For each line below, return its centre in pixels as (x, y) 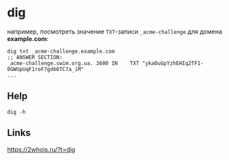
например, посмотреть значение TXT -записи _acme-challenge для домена (115, 31)
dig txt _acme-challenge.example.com (61, 51)
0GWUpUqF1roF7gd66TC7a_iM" (46, 69)
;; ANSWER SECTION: (35, 57)
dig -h (16, 112)
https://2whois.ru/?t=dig (41, 149)
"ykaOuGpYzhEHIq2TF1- (173, 63)
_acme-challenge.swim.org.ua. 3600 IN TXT (73, 63)
